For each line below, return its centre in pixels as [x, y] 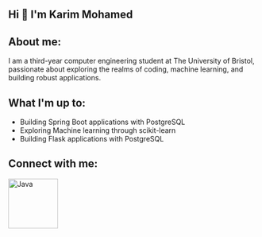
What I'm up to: [47, 103]
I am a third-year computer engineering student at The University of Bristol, [131, 61]
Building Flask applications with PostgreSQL [92, 139]
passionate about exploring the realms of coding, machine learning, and [126, 69]
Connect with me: [53, 164]
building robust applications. [55, 78]
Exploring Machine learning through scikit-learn [98, 130]
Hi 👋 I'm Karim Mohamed [71, 15]
